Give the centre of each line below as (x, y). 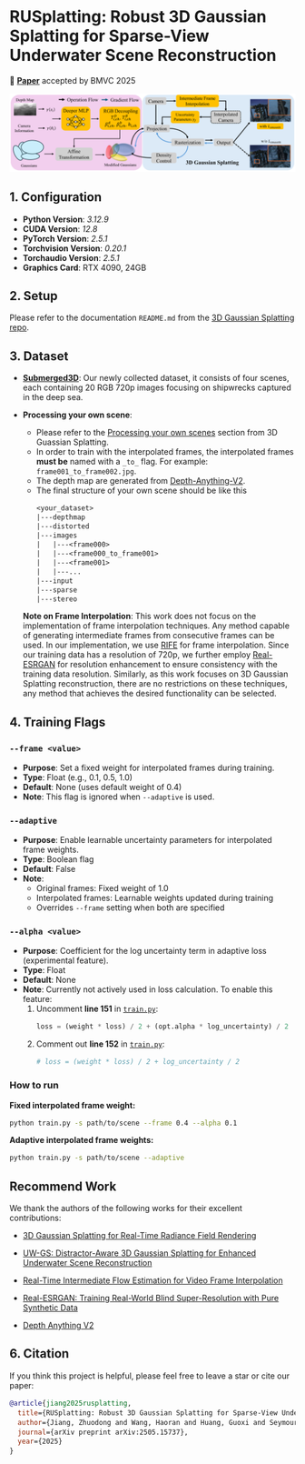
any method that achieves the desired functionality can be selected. (149, 694)
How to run (34, 1086)
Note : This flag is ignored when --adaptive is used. (118, 797)
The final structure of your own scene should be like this (142, 491)
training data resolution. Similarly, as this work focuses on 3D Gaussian (155, 674)
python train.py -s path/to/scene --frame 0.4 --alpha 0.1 (123, 1123)
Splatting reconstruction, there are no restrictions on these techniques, (155, 684)
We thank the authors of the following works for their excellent (126, 1208)
